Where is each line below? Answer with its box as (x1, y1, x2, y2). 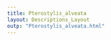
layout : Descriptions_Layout (7, 16, 90, 23)
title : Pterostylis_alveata (7, 9, 87, 17)
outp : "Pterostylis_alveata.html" (7, 22, 106, 29)
